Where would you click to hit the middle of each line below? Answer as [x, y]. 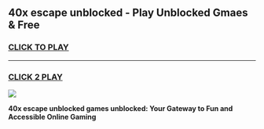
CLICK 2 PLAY [35, 77]
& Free [24, 25]
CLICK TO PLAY [38, 48]
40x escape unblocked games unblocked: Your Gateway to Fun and [121, 108]
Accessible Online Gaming [52, 116]
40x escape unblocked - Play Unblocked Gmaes [128, 13]
